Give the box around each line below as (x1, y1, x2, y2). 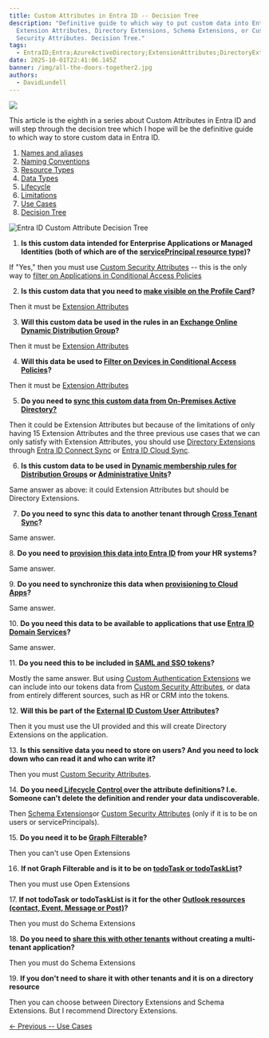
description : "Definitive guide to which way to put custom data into (9, 19, 249, 27)
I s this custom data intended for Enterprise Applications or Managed (20, 238, 253, 248)
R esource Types (20, 164, 75, 174)
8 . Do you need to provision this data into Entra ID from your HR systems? (9, 548, 257, 557)
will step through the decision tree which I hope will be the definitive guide (9, 124, 254, 133)
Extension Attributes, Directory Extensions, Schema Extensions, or (16, 26, 249, 34)
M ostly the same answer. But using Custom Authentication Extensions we (9, 673, 251, 683)
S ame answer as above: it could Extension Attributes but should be (9, 485, 230, 494)
